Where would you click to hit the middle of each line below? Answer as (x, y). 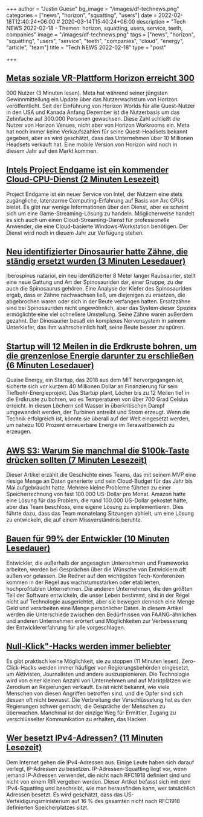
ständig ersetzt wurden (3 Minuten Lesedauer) (96, 261)
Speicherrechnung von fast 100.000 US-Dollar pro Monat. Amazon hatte (96, 494)
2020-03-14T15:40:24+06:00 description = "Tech (124, 22)
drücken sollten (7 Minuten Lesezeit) (77, 460)
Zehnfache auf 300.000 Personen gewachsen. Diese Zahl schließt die (93, 118)
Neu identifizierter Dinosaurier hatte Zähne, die (97, 252)
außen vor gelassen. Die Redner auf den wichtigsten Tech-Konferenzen (95, 576)
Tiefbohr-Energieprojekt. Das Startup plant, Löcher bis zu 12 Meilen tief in (98, 393)
